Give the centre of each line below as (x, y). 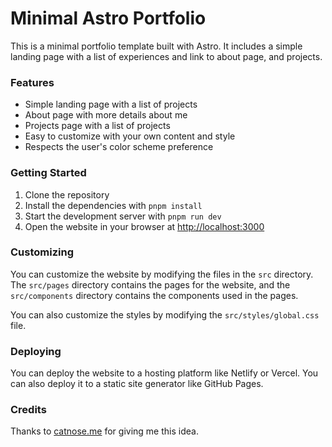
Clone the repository (67, 194)
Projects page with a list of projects (97, 126)
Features (32, 82)
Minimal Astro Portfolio (108, 18)
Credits (28, 410)
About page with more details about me (106, 115)
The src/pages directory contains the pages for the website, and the (150, 284)
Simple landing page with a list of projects (111, 104)
